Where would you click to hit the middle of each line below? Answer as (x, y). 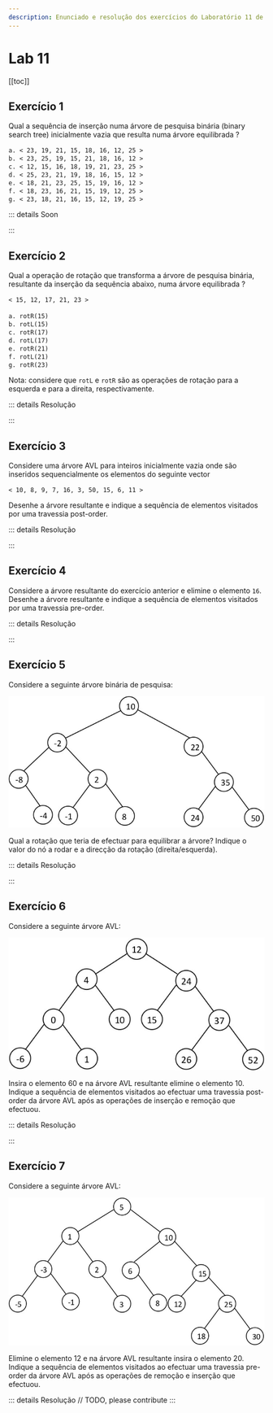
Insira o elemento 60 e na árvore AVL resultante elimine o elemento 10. (127, 1084)
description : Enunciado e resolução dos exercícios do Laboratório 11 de (136, 17)
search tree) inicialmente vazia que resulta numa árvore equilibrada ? (124, 135)
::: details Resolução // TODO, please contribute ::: (92, 1400)
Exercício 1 (36, 106)
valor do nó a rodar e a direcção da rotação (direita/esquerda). (113, 849)
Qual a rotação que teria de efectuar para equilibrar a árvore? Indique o (128, 840)
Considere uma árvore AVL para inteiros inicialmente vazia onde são (123, 465)
